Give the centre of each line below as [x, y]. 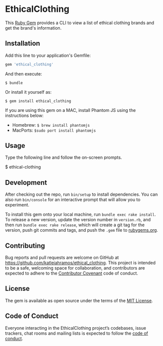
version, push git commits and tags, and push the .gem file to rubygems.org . [82, 230]
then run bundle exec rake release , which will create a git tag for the [75, 225]
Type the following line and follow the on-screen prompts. [64, 157]
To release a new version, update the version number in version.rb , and [78, 220]
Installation [23, 44]
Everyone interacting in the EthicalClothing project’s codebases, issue [76, 328]
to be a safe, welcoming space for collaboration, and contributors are [75, 268]
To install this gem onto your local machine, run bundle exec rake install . [81, 214]
